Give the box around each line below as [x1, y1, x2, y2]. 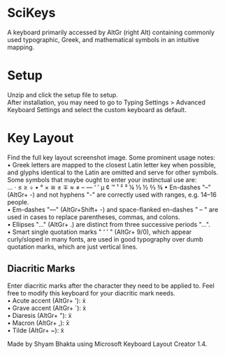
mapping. [7, 43, 35, 51]
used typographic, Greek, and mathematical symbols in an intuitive [7, 35, 200, 43]
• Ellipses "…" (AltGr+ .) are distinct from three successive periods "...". [7, 220, 211, 228]
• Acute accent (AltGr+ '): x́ [7, 296, 86, 305]
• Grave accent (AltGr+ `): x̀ [7, 303, 87, 312]
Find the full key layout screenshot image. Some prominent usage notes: [7, 153, 215, 162]
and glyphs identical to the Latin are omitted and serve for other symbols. [7, 168, 219, 176]
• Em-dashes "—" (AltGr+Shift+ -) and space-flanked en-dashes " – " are [7, 205, 219, 214]
